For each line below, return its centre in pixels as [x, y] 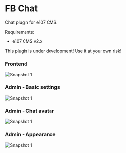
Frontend [16, 64]
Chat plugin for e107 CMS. [31, 22]
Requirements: [20, 32]
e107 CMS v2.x [27, 41]
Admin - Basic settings [33, 87]
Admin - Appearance [30, 134]
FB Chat [22, 9]
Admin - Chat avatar [30, 111]
